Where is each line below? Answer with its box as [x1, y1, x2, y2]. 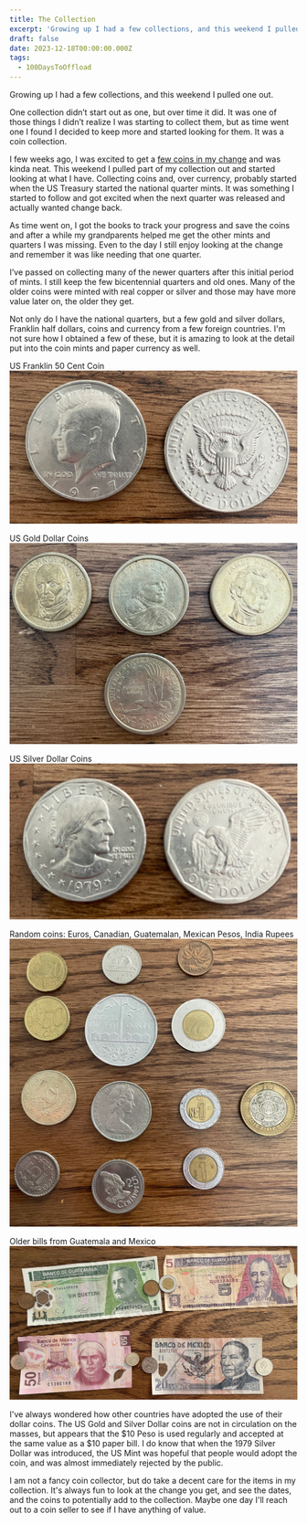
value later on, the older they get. [9, 296, 134, 306]
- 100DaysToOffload [17, 63, 92, 72]
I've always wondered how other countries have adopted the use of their [9, 1409, 283, 1420]
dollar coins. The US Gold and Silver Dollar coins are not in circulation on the [9, 1419, 297, 1430]
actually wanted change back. [9, 202, 123, 213]
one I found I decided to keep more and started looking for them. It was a [9, 126, 285, 137]
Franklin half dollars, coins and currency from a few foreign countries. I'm [9, 323, 286, 333]
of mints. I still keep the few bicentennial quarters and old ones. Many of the [9, 277, 295, 287]
